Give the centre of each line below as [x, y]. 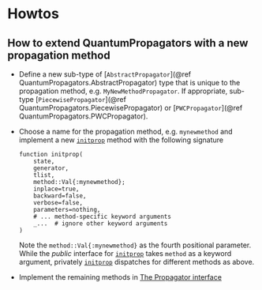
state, [44, 161]
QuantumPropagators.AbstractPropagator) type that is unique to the [129, 83]
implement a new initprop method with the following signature [121, 140]
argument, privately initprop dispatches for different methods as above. [137, 262]
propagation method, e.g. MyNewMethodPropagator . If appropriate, [123, 91]
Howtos [34, 14]
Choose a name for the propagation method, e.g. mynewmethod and [126, 132]
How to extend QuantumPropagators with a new [128, 43]
